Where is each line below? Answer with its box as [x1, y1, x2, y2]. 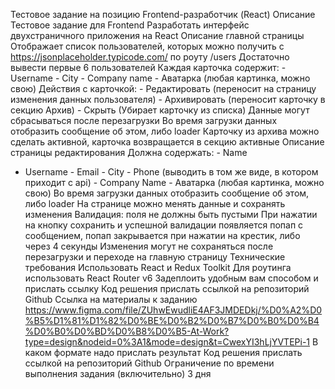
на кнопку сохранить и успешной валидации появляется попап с [24, 219, 304, 231]
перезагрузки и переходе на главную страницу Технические [24, 251, 286, 263]
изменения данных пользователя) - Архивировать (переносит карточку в [10, 94, 326, 105]
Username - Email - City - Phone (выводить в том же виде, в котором [24, 166, 319, 178]
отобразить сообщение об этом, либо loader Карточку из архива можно [10, 125, 320, 137]
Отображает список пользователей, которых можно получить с [10, 40, 285, 52]
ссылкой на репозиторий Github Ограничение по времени [24, 357, 275, 369]
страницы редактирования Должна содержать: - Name [10, 147, 248, 158]
